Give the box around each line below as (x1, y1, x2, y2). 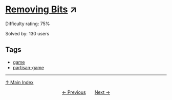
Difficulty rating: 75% (5, 21, 50, 27)
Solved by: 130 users (5, 30, 50, 36)
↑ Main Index (5, 79, 34, 85)
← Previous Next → (61, 89, 111, 95)
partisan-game (12, 64, 45, 70)
